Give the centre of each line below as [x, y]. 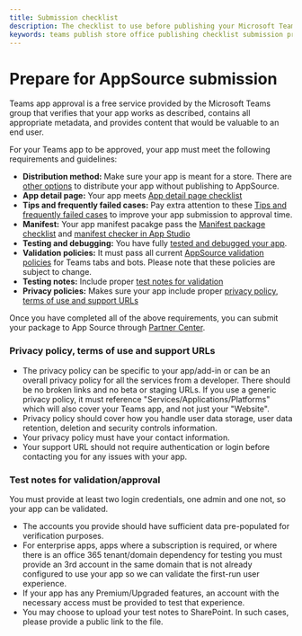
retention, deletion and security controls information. [120, 428]
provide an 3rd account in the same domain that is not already [138, 564]
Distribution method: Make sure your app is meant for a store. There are [157, 177]
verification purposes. [63, 535]
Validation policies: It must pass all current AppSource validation [143, 253]
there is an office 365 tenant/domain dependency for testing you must [152, 554]
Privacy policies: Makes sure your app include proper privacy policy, [150, 291]
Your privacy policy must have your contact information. [126, 437]
